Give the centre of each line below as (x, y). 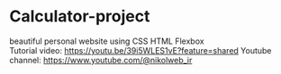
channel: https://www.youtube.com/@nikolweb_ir (101, 60)
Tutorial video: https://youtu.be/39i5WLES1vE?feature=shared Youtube (140, 50)
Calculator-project (80, 16)
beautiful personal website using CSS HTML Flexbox (107, 41)
